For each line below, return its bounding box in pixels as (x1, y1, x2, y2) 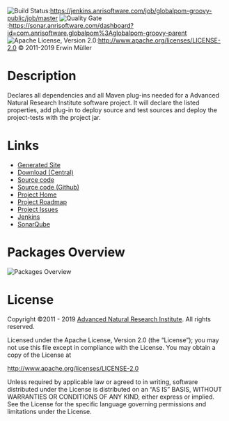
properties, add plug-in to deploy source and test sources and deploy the (7, 105, 218, 114)
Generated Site (17, 160, 61, 169)
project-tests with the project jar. (7, 113, 101, 121)
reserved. (7, 322, 35, 330)
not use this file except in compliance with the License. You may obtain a (7, 343, 216, 351)
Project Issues (17, 205, 58, 213)
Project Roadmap (17, 197, 68, 206)
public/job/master (7, 14, 58, 22)
